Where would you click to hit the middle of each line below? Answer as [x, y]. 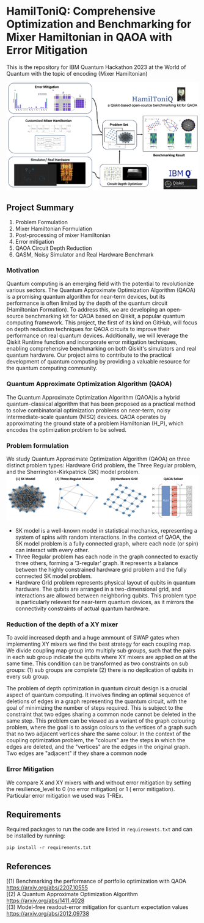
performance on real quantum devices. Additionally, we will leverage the [97, 336]
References [29, 866]
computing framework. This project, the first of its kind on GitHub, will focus [102, 323]
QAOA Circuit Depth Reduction [53, 248]
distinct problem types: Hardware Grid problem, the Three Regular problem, [101, 465]
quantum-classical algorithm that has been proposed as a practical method [101, 404]
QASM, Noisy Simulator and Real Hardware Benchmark [84, 255]
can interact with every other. [52, 550]
